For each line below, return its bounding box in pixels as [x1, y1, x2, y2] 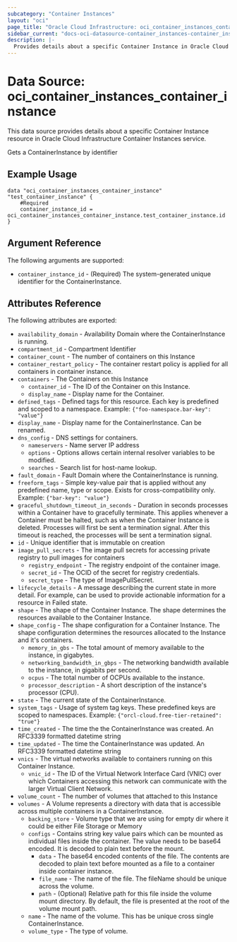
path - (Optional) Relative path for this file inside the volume [38, 890, 212, 898]
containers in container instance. [17, 368, 114, 376]
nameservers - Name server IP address [28, 441, 140, 449]
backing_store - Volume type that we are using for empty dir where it [28, 814, 229, 823]
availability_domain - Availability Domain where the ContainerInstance [17, 330, 226, 339]
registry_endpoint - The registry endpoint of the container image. [28, 561, 221, 569]
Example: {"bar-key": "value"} [17, 493, 110, 502]
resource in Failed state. [17, 598, 88, 607]
